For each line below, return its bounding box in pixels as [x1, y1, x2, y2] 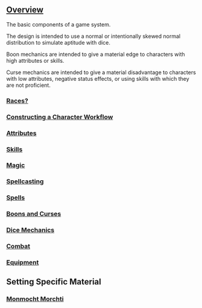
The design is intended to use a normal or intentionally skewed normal [6, 33, 181, 40]
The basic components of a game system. [6, 20, 111, 28]
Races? [6, 96, 28, 105]
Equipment [6, 258, 39, 266]
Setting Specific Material [6, 277, 101, 287]
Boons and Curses [6, 210, 62, 218]
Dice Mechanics [6, 226, 55, 234]
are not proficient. [6, 81, 51, 89]
